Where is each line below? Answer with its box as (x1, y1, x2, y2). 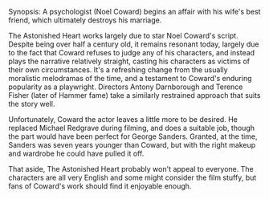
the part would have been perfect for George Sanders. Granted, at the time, (8, 132, 259, 141)
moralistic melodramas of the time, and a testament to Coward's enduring (8, 74, 252, 83)
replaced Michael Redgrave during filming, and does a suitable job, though (8, 124, 255, 132)
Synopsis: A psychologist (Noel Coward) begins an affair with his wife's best (8, 7, 261, 16)
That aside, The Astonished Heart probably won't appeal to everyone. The (8, 164, 255, 173)
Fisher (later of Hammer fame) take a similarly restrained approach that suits (8, 91, 261, 99)
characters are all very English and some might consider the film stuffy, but (8, 173, 257, 182)
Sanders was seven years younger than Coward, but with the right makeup (8, 140, 256, 149)
